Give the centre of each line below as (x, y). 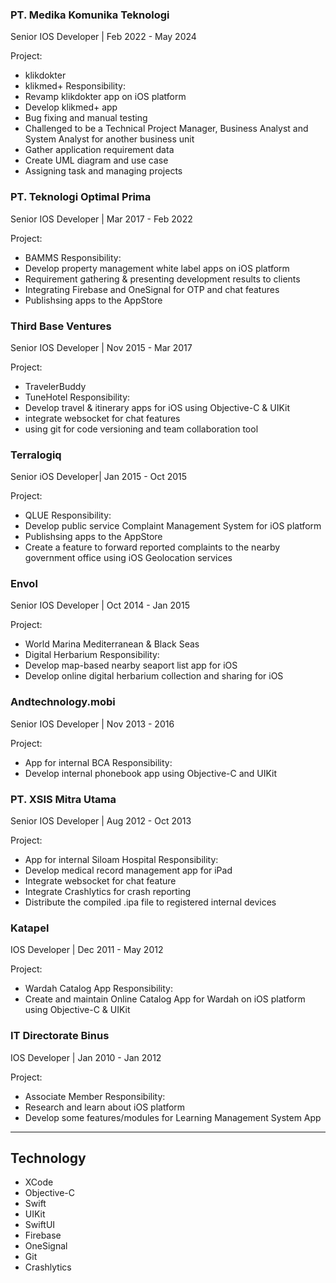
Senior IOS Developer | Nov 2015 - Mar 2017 (101, 347)
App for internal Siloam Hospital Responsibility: (121, 860)
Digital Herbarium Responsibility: (92, 655)
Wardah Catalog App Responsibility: (98, 989)
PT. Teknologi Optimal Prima (81, 197)
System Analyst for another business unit (109, 139)
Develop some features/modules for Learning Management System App (173, 1117)
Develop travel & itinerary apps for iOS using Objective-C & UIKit (157, 407)
